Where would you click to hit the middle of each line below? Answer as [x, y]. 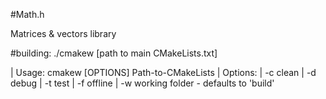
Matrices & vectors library [63, 33]
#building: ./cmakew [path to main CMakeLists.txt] [114, 53]
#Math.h [27, 14]
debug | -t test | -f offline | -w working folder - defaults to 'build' [142, 83]
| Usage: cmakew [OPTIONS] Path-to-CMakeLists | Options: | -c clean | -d [163, 72]
